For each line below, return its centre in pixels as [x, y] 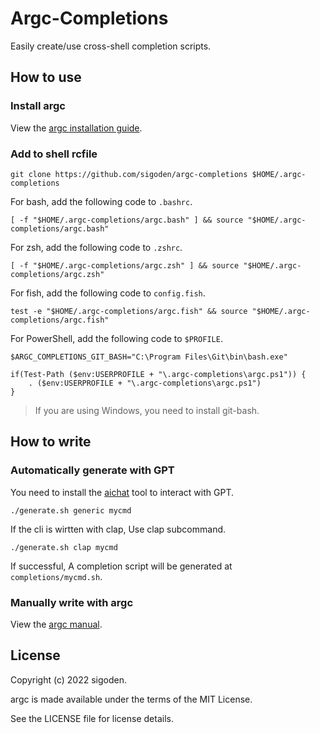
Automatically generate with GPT [92, 470]
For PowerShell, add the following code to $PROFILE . [116, 338]
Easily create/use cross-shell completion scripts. [111, 46]
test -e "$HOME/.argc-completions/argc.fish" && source [129, 311]
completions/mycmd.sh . [56, 576]
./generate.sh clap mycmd [64, 547]
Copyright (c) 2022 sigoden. [68, 679]
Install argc [38, 106]
